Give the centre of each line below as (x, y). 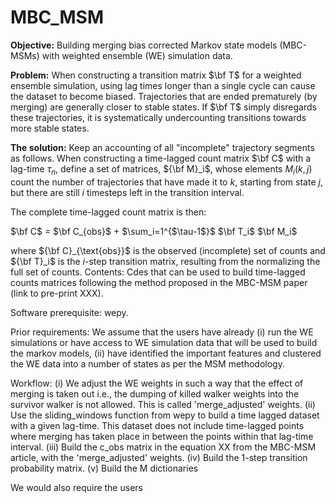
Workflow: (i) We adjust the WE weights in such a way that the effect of (157, 383)
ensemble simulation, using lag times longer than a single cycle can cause (163, 85)
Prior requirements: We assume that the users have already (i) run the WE (162, 332)
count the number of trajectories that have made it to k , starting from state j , (166, 182)
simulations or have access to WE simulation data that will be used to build (164, 342)
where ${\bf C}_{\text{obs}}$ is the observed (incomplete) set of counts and (168, 250)
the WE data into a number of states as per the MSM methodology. (147, 363)
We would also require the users (76, 487)
